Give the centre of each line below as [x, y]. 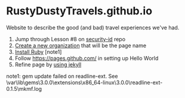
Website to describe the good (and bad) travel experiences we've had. [93, 27]
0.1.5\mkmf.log [24, 88]
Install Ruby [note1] [38, 51]
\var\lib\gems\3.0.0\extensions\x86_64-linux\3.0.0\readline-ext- [84, 82]
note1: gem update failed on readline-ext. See [62, 76]
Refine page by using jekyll [48, 65]
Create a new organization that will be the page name [81, 45]
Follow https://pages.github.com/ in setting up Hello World [87, 58]
